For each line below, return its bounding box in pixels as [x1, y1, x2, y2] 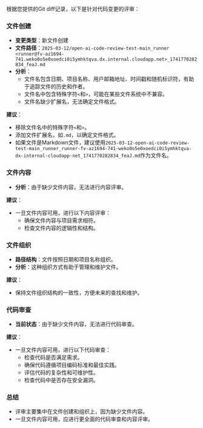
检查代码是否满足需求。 [24, 354, 83, 361]
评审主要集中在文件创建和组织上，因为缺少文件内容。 [15, 408, 148, 415]
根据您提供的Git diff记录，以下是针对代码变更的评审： [6, 5, 141, 12]
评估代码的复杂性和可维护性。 [24, 369, 99, 377]
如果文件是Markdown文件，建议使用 [15, 139, 106, 147]
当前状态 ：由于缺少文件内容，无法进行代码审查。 [15, 320, 138, 328]
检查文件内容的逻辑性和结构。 [24, 224, 99, 231]
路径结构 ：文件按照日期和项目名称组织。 [15, 255, 116, 263]
